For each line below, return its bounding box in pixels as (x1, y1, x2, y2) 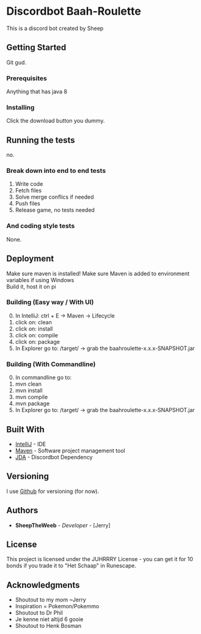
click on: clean (15, 318, 52, 326)
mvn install (15, 387, 43, 394)
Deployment (6, 253, 54, 264)
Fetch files (15, 187, 42, 194)
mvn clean (15, 380, 42, 388)
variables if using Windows (6, 276, 75, 283)
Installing (6, 103, 35, 112)
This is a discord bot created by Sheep (6, 25, 104, 32)
